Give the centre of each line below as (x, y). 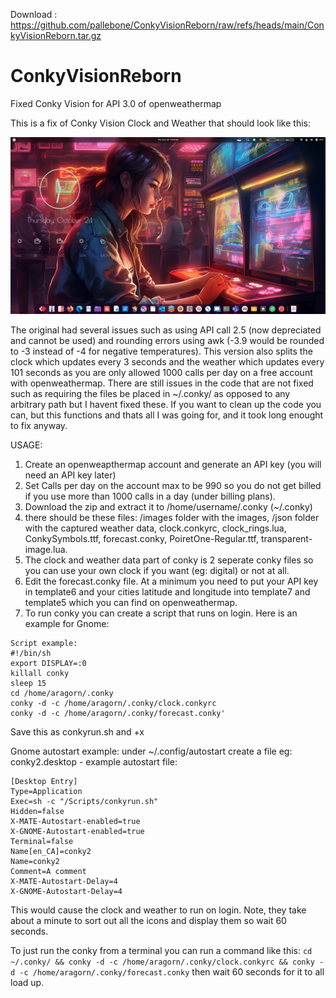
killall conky (40, 674)
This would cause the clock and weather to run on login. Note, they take (158, 910)
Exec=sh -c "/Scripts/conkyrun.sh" (84, 802)
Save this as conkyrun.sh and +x (77, 732)
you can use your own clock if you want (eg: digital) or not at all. (157, 571)
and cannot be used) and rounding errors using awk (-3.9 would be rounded (167, 341)
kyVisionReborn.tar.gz (56, 35)
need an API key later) (70, 475)
